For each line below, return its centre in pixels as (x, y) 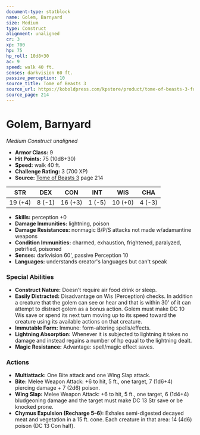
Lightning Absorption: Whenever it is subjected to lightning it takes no (101, 334)
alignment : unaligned (33, 34)
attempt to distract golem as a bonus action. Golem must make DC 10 (100, 309)
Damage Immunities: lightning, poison (62, 223)
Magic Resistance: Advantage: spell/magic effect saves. (85, 347)
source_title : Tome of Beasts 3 (46, 84)
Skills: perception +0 (41, 217)
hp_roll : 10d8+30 (28, 56)
